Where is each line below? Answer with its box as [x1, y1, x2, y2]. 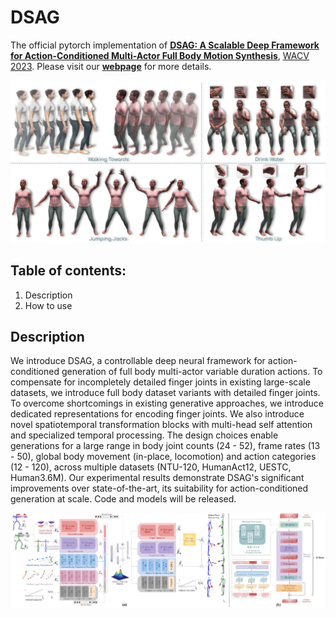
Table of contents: [10, 262, 127, 280]
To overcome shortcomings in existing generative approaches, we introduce [10, 397, 325, 410]
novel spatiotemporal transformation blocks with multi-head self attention [10, 419, 313, 431]
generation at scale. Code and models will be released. [10, 493, 237, 505]
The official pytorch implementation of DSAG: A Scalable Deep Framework [10, 39, 320, 51]
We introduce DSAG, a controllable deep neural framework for [10, 355, 266, 367]
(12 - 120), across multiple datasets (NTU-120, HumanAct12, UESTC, [10, 461, 292, 473]
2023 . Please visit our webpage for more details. [10, 60, 212, 72]
